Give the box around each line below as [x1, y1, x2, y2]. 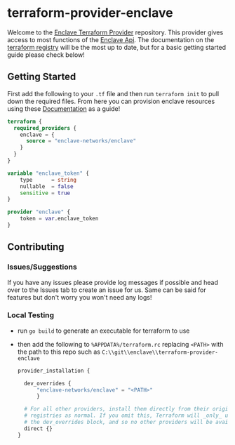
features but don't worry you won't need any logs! [7, 293, 152, 301]
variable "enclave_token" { [7, 170, 90, 177]
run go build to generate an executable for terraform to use [17, 326, 190, 335]
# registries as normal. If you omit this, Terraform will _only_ [24, 412, 222, 419]
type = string [20, 176, 77, 183]
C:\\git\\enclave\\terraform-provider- [101, 349, 219, 356]
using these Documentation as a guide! [7, 104, 121, 113]
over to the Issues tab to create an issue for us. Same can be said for [7, 286, 206, 294]
